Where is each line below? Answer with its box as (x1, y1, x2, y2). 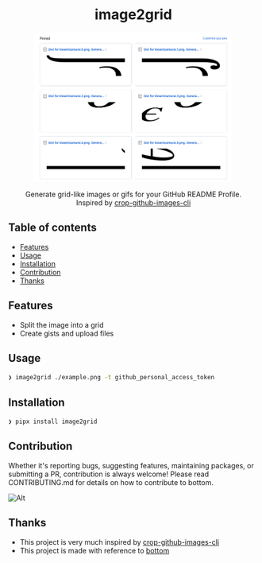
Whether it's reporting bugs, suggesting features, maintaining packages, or (8, 460, 254, 470)
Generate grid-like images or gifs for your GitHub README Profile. (25, 189, 242, 199)
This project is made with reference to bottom (19, 546, 170, 555)
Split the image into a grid (19, 320, 105, 329)
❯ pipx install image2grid (8, 417, 98, 426)
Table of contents (8, 221, 97, 235)
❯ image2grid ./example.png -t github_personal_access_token (8, 374, 215, 382)
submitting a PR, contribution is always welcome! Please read (8, 469, 209, 479)
